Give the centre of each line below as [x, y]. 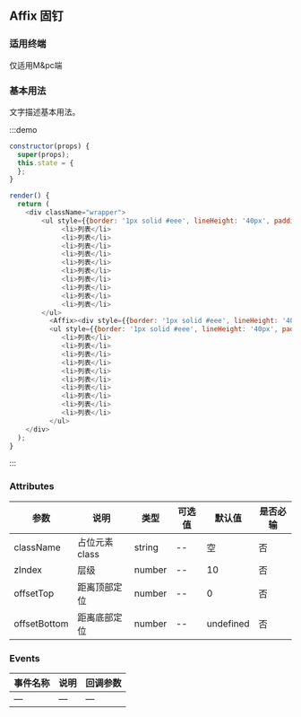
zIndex [28, 570]
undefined [228, 624]
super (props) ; [43, 154]
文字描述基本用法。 [45, 111]
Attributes [32, 486]
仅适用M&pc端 [36, 65]
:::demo [23, 129]
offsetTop [34, 593]
